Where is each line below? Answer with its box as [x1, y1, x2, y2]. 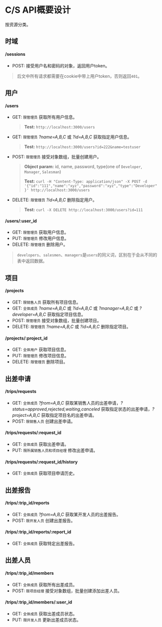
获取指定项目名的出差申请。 [41, 412, 97, 418]
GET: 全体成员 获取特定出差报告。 [12, 541, 77, 546]
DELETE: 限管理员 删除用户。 [12, 241, 68, 247]
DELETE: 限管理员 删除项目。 [12, 359, 68, 365]
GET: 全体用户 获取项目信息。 [12, 346, 69, 352]
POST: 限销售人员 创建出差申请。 [12, 418, 75, 424]
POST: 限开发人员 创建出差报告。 [12, 518, 75, 523]
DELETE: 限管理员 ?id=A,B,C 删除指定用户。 [12, 197, 97, 203]
